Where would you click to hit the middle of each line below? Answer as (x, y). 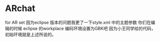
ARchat (20, 8)
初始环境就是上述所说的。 (31, 34)
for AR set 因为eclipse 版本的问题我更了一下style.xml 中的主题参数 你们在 (78, 22)
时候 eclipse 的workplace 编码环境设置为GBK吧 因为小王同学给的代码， (85, 28)
